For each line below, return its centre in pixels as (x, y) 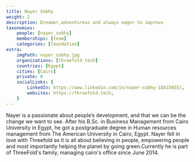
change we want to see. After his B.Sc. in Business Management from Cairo (97, 121)
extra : (14, 50)
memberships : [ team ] (42, 39)
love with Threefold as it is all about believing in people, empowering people (98, 140)
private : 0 (30, 77)
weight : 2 (18, 17)
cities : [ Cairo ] (37, 71)
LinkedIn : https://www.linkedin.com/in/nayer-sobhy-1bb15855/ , (106, 88)
